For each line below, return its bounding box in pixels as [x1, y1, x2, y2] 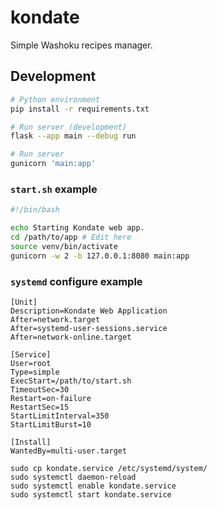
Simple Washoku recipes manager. [10, 39, 153, 51]
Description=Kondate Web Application [10, 306, 168, 316]
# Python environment [10, 94, 101, 105]
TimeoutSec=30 [10, 384, 70, 395]
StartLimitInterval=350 [10, 411, 110, 421]
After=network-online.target [10, 332, 132, 342]
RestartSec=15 [10, 402, 70, 412]
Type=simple [10, 367, 60, 377]
